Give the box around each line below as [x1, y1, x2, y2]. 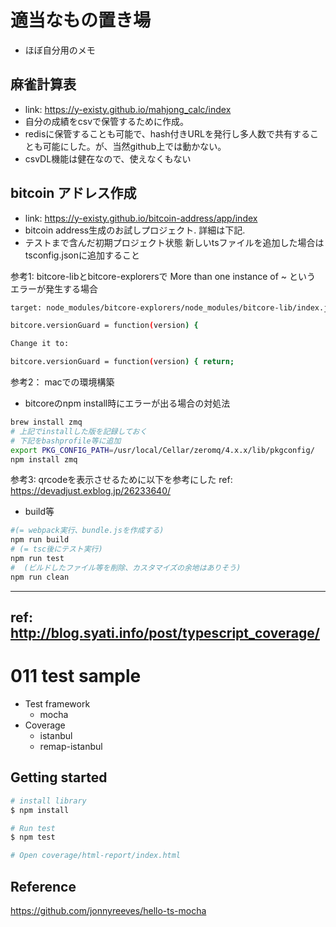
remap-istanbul [39, 741, 103, 753]
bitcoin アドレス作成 [10, 185, 137, 202]
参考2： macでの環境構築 [10, 376, 115, 388]
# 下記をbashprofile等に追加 [10, 436, 122, 446]
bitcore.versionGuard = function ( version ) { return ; [10, 357, 235, 367]
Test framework [24, 698, 91, 710]
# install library [10, 796, 87, 806]
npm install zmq [10, 454, 78, 465]
